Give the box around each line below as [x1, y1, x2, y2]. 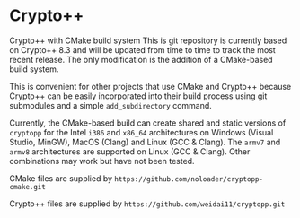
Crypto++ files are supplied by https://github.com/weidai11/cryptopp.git [9, 198, 286, 209]
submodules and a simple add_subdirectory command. [9, 100, 213, 110]
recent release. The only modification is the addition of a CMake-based [9, 54, 273, 65]
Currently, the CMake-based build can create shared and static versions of [9, 118, 287, 128]
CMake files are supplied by [9, 172, 113, 184]
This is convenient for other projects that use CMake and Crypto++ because [9, 81, 292, 92]
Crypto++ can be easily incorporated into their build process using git [9, 91, 268, 101]
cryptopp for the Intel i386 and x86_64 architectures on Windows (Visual [9, 126, 274, 137]
